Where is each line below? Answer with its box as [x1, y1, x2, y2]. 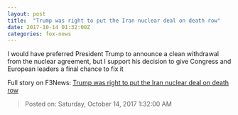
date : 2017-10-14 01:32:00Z [7, 23, 91, 31]
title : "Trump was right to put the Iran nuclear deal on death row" [7, 17, 221, 24]
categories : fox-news [7, 30, 72, 38]
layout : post [7, 10, 46, 18]
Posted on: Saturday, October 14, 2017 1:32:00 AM [24, 100, 172, 109]
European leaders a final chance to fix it [7, 65, 124, 73]
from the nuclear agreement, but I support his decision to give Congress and [7, 57, 232, 66]
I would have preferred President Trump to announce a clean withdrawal [7, 50, 219, 58]
